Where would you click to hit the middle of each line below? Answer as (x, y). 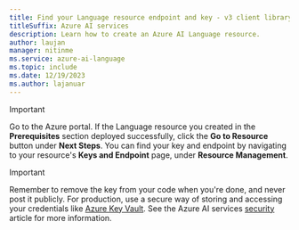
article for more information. (61, 218)
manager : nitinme (41, 51)
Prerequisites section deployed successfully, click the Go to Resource (139, 136)
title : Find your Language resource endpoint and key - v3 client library (151, 17)
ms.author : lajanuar (48, 84)
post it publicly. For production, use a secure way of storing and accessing (146, 199)
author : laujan (37, 42)
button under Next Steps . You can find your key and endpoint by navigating (148, 145)
